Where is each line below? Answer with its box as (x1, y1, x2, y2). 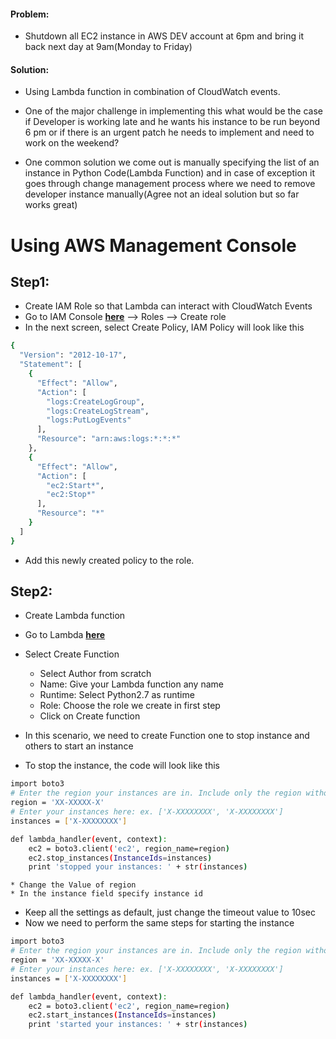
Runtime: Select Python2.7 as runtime (39, 689, 195, 701)
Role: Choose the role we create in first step (39, 700, 221, 712)
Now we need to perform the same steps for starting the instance (24, 917, 295, 929)
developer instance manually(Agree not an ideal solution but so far (24, 188, 300, 200)
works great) (24, 199, 78, 211)
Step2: (10, 583, 53, 600)
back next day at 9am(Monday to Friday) (24, 41, 193, 53)
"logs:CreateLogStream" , (46, 406, 150, 416)
